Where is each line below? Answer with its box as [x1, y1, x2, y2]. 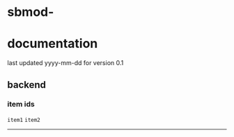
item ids [7, 100, 35, 109]
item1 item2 [7, 116, 40, 123]
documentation [7, 36, 98, 52]
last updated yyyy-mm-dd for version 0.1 [7, 59, 124, 67]
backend [7, 79, 47, 91]
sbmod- [7, 4, 54, 20]
